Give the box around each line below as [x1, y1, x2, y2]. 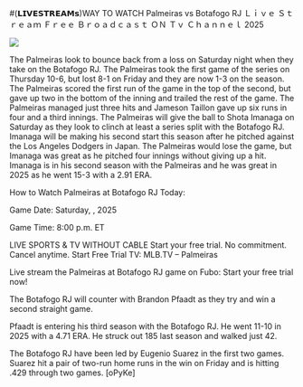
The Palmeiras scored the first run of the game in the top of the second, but [9, 83, 291, 93]
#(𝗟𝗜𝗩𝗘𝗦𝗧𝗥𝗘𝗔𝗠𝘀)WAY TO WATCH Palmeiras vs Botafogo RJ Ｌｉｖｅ [9, 8, 276, 18]
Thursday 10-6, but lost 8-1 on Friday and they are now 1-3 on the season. [9, 73, 285, 84]
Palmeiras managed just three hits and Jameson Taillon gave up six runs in [9, 102, 288, 113]
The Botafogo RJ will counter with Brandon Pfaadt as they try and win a [9, 294, 276, 305]
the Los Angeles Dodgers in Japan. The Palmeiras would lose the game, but [9, 141, 292, 151]
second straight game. [9, 304, 93, 314]
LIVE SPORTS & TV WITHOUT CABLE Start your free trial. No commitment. [9, 240, 288, 250]
